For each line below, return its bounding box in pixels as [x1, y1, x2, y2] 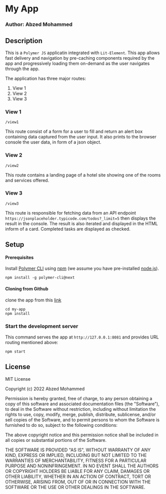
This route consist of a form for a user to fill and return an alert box [5, 128, 143, 134]
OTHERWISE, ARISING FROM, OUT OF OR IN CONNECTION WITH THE [5, 478, 151, 484]
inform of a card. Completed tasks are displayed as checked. [5, 226, 131, 232]
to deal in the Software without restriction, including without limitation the [5, 406, 156, 412]
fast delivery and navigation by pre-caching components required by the [5, 55, 155, 61]
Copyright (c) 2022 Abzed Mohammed [5, 386, 85, 392]
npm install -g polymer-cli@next [5, 275, 75, 280]
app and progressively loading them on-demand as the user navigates [5, 60, 150, 66]
